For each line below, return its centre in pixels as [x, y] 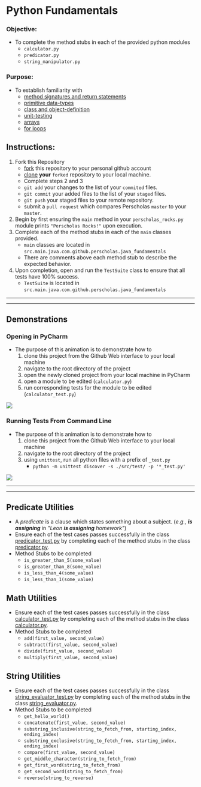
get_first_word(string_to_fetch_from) [72, 765]
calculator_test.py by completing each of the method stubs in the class [102, 619]
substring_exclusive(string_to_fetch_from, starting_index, [100, 741]
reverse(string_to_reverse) [59, 778]
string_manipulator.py [52, 62]
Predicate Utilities [40, 507]
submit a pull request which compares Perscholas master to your [105, 206]
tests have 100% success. [47, 276]
